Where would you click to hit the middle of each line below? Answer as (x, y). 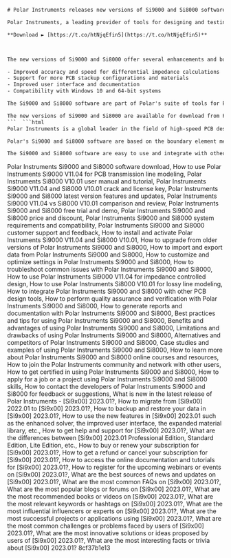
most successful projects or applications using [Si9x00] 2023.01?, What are (114, 519)
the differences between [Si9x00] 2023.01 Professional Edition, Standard (110, 438)
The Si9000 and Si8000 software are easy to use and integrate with (107, 154)
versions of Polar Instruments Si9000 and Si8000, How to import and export (115, 248)
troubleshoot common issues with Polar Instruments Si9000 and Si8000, (110, 270)
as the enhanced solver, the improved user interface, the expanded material (114, 424)
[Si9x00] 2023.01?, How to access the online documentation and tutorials (111, 460)
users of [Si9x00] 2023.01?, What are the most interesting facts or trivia (109, 541)
